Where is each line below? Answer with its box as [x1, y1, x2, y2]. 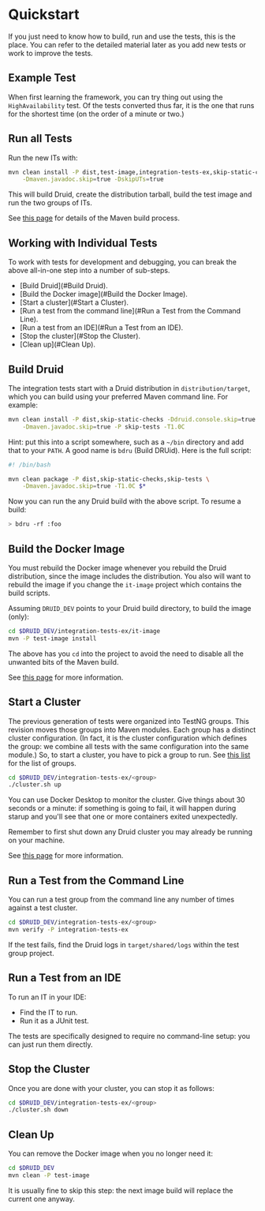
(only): [8, 612, 30, 621]
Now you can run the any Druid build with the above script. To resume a [8, 497, 242, 506]
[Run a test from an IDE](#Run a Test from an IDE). [19, 323, 184, 332]
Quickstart [8, 6, 80, 24]
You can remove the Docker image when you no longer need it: [8, 1149, 213, 1158]
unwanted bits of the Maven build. [8, 657, 119, 666]
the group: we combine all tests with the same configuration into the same [8, 741, 249, 751]
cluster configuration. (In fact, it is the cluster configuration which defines [8, 733, 247, 743]
